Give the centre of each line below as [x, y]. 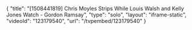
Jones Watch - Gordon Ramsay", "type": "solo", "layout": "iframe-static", [97, 15]
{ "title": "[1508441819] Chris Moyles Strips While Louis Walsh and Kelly [95, 9]
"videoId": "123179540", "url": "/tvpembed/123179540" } [76, 21]
